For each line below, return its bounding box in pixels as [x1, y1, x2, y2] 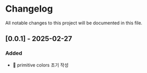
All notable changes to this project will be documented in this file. [5, 20, 143, 26]
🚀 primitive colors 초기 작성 [12, 62, 69, 68]
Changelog [5, 3, 53, 15]
